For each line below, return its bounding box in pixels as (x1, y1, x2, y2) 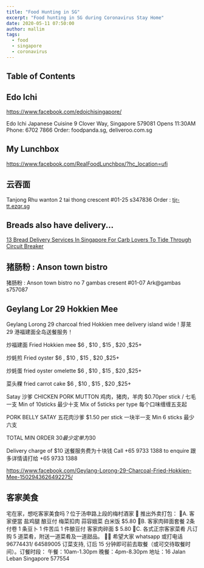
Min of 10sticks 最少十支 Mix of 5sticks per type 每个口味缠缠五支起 (18, 400, 187, 408)
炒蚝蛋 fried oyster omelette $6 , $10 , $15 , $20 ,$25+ (6, 367, 142, 375)
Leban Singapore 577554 (6, 555, 70, 562)
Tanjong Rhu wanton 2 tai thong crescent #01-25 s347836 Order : (6, 196, 171, 203)
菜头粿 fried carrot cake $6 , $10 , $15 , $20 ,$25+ (6, 380, 132, 388)
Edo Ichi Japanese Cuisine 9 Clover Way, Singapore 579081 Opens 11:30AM (6, 119, 196, 127)
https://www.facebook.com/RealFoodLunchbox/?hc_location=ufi (6, 160, 168, 168)
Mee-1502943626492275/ (6, 474, 73, 481)
